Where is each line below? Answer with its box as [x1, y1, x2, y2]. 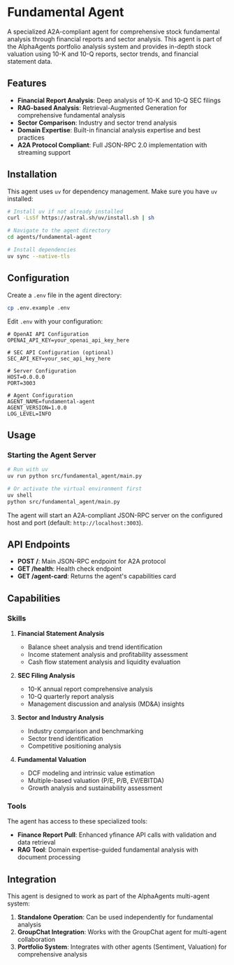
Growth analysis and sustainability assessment [27, 784, 163, 792]
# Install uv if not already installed [7, 208, 124, 215]
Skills [7, 613, 27, 623]
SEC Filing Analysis [17, 672, 75, 680]
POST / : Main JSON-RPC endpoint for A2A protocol [17, 557, 166, 566]
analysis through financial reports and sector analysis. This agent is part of [7, 34, 222, 43]
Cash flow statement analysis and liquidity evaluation [27, 658, 181, 666]
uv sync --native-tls [7, 253, 71, 260]
